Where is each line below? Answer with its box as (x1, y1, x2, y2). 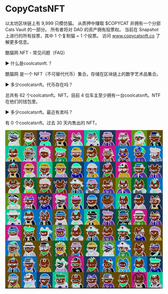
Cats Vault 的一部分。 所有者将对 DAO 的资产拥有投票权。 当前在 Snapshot (5, 26, 159, 33)
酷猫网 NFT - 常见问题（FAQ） (5, 50, 67, 56)
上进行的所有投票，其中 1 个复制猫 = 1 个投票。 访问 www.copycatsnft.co (5, 33, 155, 39)
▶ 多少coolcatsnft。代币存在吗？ (5, 81, 73, 88)
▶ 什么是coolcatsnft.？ (5, 60, 52, 66)
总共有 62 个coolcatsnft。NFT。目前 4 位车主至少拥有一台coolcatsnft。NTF (5, 92, 161, 98)
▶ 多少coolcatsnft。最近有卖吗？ (5, 109, 73, 115)
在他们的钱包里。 (5, 98, 40, 104)
